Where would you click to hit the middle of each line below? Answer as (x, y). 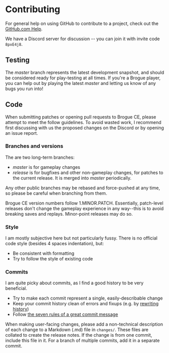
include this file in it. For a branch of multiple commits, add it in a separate (82, 341)
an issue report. (22, 133)
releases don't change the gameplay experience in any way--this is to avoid (84, 208)
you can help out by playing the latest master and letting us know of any (81, 83)
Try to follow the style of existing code (53, 259)
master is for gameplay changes (46, 167)
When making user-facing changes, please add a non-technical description (84, 325)
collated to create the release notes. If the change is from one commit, (79, 335)
